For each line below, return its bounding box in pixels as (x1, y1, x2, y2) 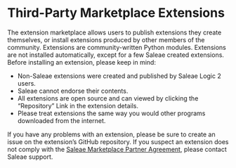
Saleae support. (7, 153, 53, 161)
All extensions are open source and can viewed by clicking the (17, 93, 199, 103)
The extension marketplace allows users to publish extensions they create (7, 28, 222, 37)
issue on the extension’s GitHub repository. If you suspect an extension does (7, 137, 229, 146)
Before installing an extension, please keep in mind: (7, 58, 157, 66)
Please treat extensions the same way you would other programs (17, 109, 206, 117)
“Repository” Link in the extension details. (17, 101, 139, 110)
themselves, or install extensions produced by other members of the (7, 35, 205, 44)
